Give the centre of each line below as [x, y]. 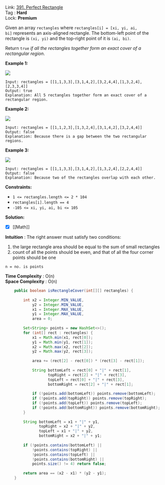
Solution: [15, 217]
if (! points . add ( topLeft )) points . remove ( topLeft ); [87, 403]
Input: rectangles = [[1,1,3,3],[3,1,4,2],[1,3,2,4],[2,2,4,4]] [74, 169]
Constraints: [19, 187]
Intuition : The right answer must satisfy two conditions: [63, 237]
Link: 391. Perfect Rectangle [34, 7]
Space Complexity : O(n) [31, 282]
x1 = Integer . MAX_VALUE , [58, 309]
